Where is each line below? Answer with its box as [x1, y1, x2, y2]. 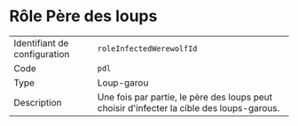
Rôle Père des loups [9, 6, 158, 26]
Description [13, 96, 62, 108]
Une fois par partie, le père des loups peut [97, 91, 273, 103]
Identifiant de [13, 37, 69, 49]
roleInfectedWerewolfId [97, 43, 198, 54]
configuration [13, 48, 70, 60]
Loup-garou [97, 77, 149, 89]
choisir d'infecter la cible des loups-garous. [97, 101, 280, 114]
